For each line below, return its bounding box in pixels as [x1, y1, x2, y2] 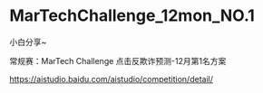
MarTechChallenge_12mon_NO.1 [9, 5, 256, 26]
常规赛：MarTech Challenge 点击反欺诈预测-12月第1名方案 [9, 55, 227, 66]
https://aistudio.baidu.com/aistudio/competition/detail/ [9, 73, 213, 84]
